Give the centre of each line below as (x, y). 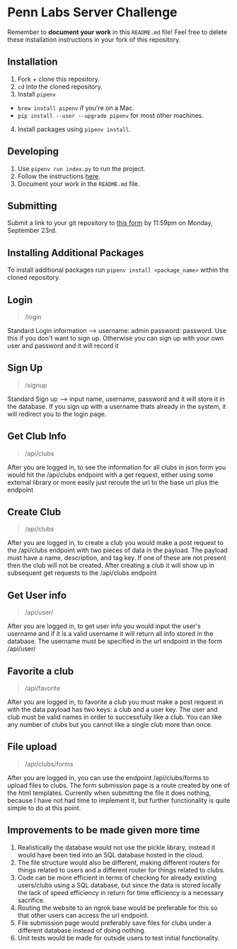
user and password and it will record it (63, 346)
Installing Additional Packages (76, 253)
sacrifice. (31, 900)
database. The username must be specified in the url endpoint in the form (115, 641)
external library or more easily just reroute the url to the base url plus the (113, 482)
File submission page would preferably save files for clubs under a (114, 923)
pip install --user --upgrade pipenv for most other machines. (110, 115)
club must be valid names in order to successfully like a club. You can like (115, 717)
